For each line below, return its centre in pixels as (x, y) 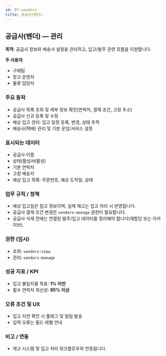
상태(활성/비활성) (29, 161)
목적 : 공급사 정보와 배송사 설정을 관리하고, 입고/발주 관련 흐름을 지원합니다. (78, 49)
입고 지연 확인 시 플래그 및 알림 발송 (47, 316)
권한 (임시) (17, 239)
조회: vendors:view (31, 251)
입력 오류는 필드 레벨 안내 (37, 322)
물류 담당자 (23, 83)
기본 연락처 (23, 167)
